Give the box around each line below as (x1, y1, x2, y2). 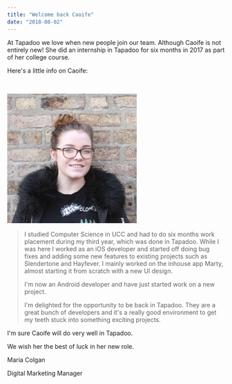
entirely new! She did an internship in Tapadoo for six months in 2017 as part (7, 46, 225, 54)
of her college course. (7, 52, 70, 61)
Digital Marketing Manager (7, 369, 83, 377)
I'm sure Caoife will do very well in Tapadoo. (7, 329, 133, 337)
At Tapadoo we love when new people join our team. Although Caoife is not (7, 38, 222, 46)
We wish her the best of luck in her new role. (7, 342, 135, 350)
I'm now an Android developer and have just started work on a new (23, 280, 215, 288)
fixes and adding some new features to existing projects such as (23, 252, 208, 260)
